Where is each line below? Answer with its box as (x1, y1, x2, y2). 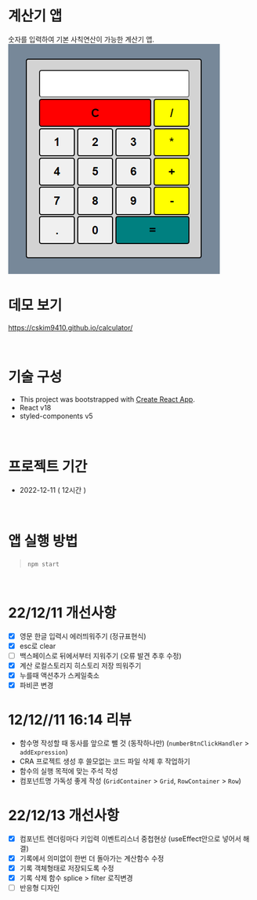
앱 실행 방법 (8, 532, 78, 550)
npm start (27, 560, 60, 568)
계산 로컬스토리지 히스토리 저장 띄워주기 (19, 661, 142, 670)
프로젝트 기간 (8, 458, 88, 476)
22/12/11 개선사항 (8, 603, 117, 621)
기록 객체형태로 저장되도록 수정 (19, 864, 114, 873)
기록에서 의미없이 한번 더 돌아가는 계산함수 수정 (19, 853, 165, 863)
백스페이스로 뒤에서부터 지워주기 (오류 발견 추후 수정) (19, 650, 182, 660)
